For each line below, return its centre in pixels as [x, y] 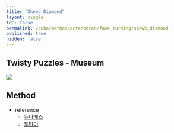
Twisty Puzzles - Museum [55, 63]
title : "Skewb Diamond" [36, 12]
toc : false [20, 22]
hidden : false [24, 39]
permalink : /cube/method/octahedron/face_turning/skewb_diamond [87, 28]
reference [27, 109]
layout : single [25, 17]
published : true [26, 34]
